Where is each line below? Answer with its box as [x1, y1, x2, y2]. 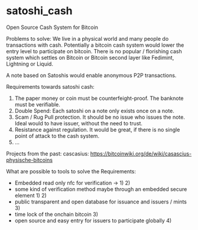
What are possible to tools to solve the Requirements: [6, 167, 137, 175]
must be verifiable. [14, 101, 61, 108]
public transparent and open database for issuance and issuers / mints [14, 198, 187, 205]
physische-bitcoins [6, 156, 53, 163]
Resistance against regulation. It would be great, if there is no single [14, 126, 180, 133]
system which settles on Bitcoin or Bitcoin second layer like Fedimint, [6, 54, 174, 61]
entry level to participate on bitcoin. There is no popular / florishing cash [6, 47, 182, 54]
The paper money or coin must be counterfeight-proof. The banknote [14, 95, 184, 102]
